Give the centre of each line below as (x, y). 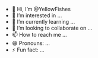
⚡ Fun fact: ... (28, 50)
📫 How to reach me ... (39, 35)
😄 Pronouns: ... (31, 43)
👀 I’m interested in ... (37, 15)
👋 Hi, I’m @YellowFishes (41, 9)
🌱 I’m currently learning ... (43, 22)
